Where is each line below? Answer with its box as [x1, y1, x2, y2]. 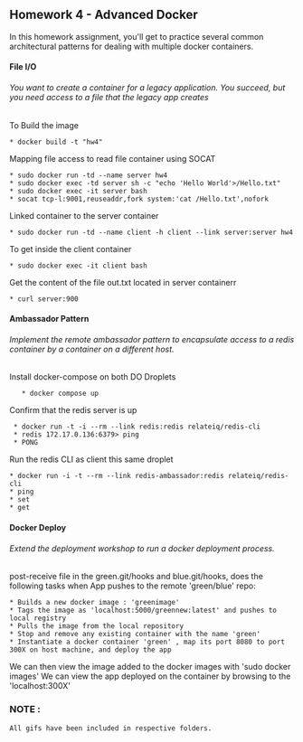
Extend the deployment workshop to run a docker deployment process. [9, 542, 275, 554]
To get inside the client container [9, 243, 132, 254]
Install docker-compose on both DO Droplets [9, 371, 176, 382]
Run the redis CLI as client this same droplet [9, 454, 174, 465]
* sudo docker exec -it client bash [9, 261, 147, 270]
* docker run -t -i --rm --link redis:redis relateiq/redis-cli [13, 422, 260, 432]
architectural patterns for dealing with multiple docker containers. [9, 41, 254, 52]
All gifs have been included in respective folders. [9, 723, 213, 733]
